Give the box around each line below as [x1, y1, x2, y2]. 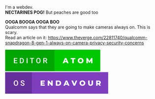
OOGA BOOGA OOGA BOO [5, 19, 60, 25]
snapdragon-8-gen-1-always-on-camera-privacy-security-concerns [5, 40, 144, 46]
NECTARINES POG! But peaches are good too [5, 9, 98, 15]
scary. [5, 30, 18, 35]
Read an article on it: [5, 34, 47, 40]
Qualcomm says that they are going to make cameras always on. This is [5, 24, 151, 30]
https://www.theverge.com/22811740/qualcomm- [47, 34, 148, 40]
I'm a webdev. [5, 4, 33, 10]
